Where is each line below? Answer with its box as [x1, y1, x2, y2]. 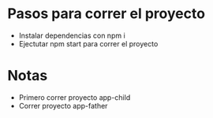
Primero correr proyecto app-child [18, 92, 131, 102]
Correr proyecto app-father [18, 101, 108, 110]
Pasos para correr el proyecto [7, 5, 206, 23]
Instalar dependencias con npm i [18, 31, 125, 40]
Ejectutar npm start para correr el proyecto [18, 39, 159, 48]
